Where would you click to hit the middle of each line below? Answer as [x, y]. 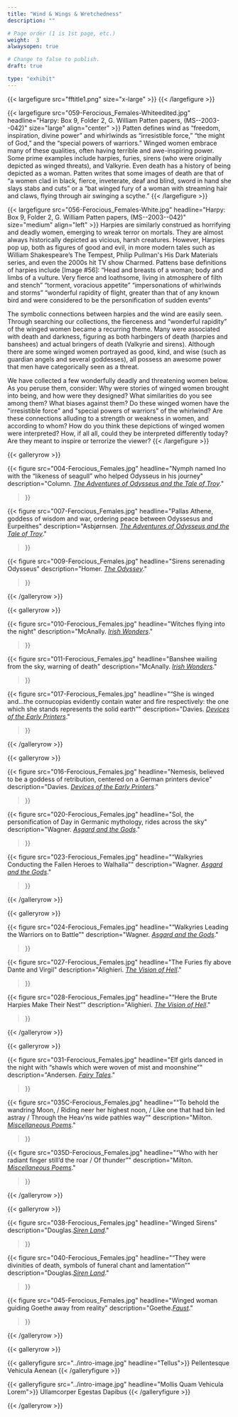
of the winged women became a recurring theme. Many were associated [114, 329]
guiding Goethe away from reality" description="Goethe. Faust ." [100, 1308]
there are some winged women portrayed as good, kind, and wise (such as [117, 352]
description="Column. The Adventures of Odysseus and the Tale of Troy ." [116, 483]
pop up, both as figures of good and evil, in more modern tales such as [111, 247]
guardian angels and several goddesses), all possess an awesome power [114, 359]
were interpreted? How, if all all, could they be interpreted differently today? [118, 433]
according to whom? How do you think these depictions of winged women [116, 425]
